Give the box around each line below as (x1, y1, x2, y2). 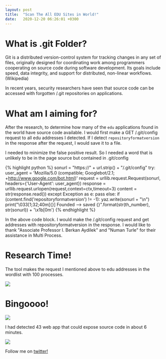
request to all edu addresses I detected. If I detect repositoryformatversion (5, 135, 160, 141)
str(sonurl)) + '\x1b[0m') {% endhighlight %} (5, 207, 96, 213)
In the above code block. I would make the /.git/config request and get (5, 217, 149, 223)
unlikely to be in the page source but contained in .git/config (5, 155, 129, 161)
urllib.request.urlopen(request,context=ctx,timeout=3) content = (5, 186, 137, 192)
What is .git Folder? (5, 38, 87, 49)
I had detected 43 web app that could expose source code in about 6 (5, 324, 147, 330)
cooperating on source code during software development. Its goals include (5, 65, 161, 71)
